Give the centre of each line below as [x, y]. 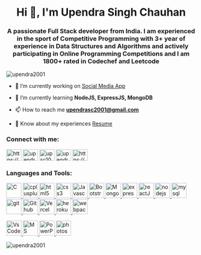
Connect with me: [33, 139]
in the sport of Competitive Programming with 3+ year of [101, 39]
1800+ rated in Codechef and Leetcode [101, 61]
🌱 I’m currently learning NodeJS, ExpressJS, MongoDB [84, 98]
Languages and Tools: [39, 173]
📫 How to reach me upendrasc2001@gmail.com [77, 110]
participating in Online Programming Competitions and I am [101, 54]
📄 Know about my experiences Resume [63, 124]
